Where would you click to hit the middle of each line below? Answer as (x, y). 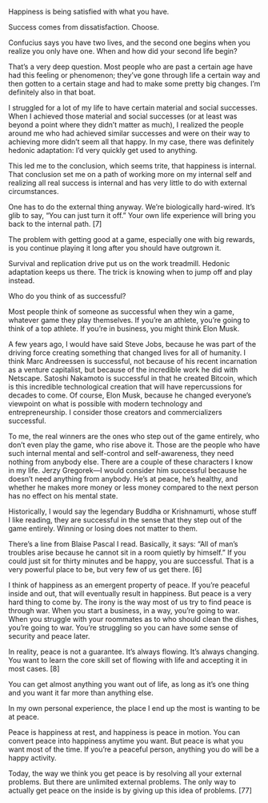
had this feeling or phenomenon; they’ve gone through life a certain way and (134, 75)
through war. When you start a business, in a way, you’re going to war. (124, 611)
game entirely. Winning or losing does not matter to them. (103, 529)
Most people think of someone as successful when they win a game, (121, 311)
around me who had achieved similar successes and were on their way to (129, 133)
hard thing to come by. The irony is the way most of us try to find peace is (130, 602)
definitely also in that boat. (52, 92)
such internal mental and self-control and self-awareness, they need (121, 453)
